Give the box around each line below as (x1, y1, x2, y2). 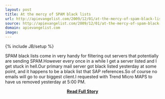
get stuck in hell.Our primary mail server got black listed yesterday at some (5, 63, 157, 69)
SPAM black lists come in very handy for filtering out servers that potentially (5, 53, 159, 59)
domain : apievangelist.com (5, 25, 60, 30)
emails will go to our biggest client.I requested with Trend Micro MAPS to (5, 74, 153, 79)
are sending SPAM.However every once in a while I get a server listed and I (5, 58, 157, 64)
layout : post (5, 7, 32, 12)
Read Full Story (66, 89, 99, 94)
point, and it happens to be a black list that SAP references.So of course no (5, 69, 158, 74)
